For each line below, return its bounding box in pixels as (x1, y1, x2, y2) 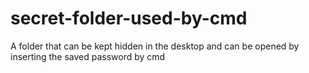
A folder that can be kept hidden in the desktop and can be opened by (10, 40, 300, 52)
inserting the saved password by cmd (10, 50, 166, 62)
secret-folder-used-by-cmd (10, 7, 248, 30)
